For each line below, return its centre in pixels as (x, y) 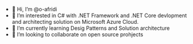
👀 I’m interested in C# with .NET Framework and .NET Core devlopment (99, 15)
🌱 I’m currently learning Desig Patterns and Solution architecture (91, 28)
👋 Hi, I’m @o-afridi (35, 9)
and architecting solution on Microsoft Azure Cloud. (75, 22)
